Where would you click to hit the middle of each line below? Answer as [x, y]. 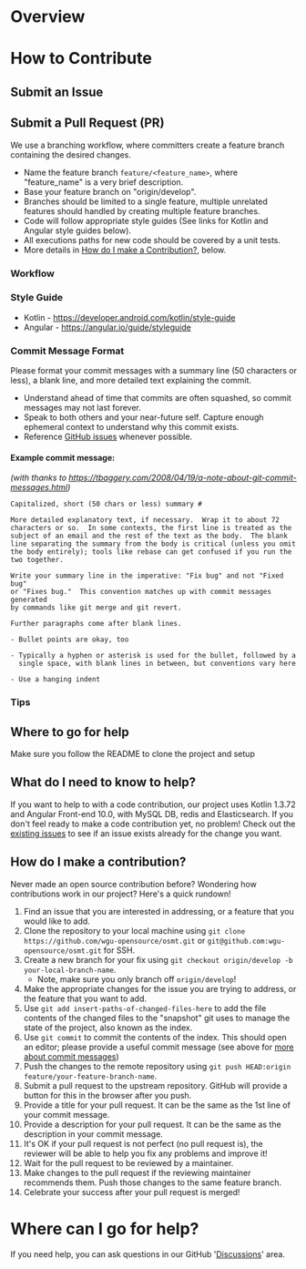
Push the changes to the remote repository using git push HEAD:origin [157, 1066]
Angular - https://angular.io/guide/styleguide [107, 327]
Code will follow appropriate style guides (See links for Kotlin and [146, 220]
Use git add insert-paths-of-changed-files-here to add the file [145, 1008]
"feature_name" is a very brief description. [103, 182]
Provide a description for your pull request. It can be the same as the [152, 1124]
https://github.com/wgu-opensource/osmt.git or [114, 940]
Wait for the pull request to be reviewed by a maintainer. [128, 1162]
